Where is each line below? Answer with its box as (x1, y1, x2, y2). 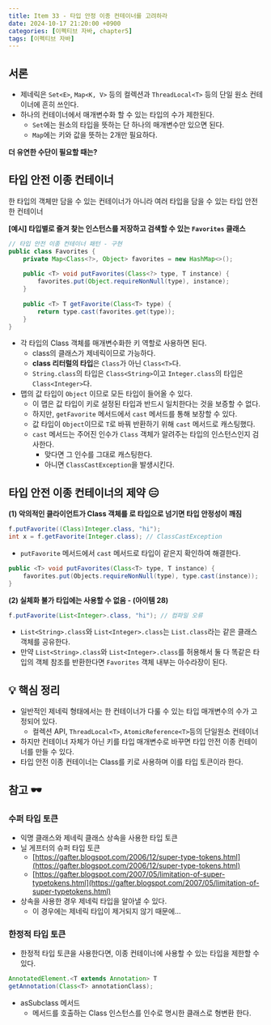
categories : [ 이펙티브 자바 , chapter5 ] (8, 27, 133, 35)
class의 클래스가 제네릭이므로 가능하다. (32, 348, 156, 358)
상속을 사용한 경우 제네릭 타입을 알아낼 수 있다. (19, 896, 167, 906)
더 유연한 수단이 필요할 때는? (8, 147, 98, 157)
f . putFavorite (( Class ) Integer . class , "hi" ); (8, 525, 161, 533)
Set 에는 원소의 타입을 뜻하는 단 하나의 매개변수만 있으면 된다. (32, 120, 225, 130)
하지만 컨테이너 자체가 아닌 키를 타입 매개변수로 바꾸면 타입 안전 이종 (19, 737, 236, 746)
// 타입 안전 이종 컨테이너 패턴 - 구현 (8, 240, 123, 248)
